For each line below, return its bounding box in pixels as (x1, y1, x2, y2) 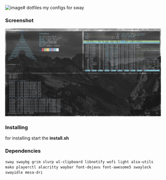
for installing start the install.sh (5, 135, 69, 141)
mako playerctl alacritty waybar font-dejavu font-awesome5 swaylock (5, 165, 152, 170)
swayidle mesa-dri (5, 170, 43, 175)
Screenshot (5, 17, 34, 24)
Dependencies (5, 147, 41, 154)
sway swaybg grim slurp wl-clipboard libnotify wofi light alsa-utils (5, 160, 154, 165)
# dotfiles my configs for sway (22, 5, 84, 10)
